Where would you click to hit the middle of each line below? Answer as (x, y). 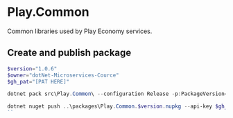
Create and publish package (69, 53)
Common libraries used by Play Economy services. (80, 31)
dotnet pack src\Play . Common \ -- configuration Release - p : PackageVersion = (118, 94)
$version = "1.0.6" (32, 69)
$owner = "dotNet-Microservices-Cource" (63, 75)
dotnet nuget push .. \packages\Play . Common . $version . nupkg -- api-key (110, 107)
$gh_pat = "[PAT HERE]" (38, 81)
